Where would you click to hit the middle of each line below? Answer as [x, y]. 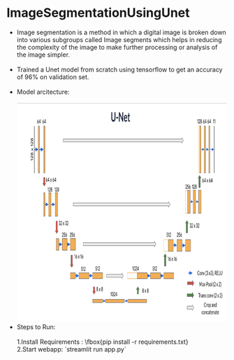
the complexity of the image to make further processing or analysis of [117, 47]
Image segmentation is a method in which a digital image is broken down [121, 32]
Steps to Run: [36, 326]
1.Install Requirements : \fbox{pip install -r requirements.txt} [103, 342]
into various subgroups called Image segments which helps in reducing [119, 39]
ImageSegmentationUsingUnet [98, 13]
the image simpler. [43, 55]
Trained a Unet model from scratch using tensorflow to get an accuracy [119, 69]
